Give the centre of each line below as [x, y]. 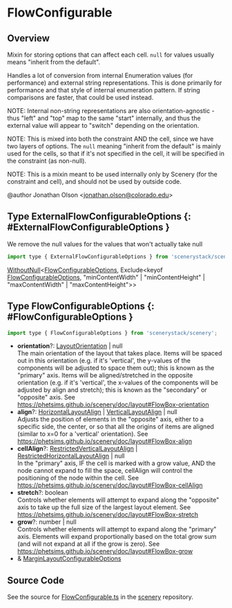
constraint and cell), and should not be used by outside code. [94, 182]
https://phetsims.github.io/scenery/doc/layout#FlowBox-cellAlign [110, 485]
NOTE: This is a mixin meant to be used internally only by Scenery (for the [112, 174]
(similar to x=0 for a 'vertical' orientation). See [83, 434]
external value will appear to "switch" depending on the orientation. [103, 125]
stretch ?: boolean [42, 493]
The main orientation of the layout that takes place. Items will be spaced [119, 353]
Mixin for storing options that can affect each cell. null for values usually [111, 55]
